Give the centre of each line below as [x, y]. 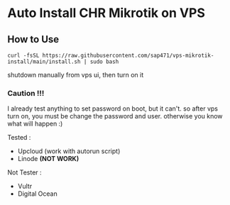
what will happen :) [35, 124]
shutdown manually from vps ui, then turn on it [76, 75]
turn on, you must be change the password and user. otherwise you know [115, 116]
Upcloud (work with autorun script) [69, 151]
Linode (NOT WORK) [48, 159]
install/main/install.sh [44, 62]
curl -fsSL [23, 55]
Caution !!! [26, 93]
